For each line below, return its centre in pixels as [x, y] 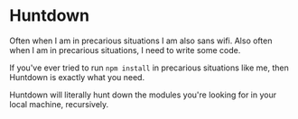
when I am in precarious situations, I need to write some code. [125, 50]
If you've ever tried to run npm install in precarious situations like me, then [149, 68]
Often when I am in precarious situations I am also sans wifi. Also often [141, 41]
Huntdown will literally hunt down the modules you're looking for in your [143, 95]
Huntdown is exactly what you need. [77, 77]
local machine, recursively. [59, 104]
